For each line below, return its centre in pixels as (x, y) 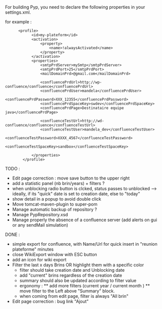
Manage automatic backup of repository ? (54, 209)
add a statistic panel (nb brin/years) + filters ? (58, 183)
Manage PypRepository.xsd (40, 215)
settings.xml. (18, 12)
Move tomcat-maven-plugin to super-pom (55, 204)
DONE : (13, 234)
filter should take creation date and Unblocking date (72, 270)
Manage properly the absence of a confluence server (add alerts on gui (84, 220)
